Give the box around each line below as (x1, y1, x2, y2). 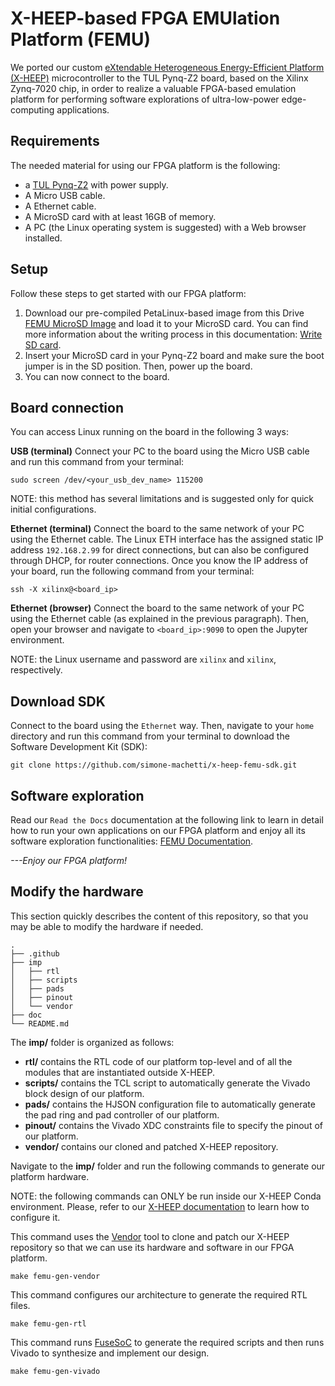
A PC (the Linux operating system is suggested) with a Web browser (24, 221, 307, 233)
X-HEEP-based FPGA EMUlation (10, 7, 281, 30)
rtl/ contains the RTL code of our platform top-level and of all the (24, 1055, 293, 1067)
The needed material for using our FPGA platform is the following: (10, 159, 281, 171)
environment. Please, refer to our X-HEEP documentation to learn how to (10, 1200, 310, 1212)
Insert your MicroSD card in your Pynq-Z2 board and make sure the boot (24, 349, 325, 361)
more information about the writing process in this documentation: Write (24, 328, 323, 340)
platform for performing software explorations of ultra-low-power (10, 93, 280, 105)
